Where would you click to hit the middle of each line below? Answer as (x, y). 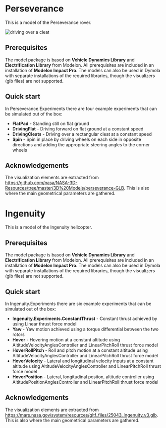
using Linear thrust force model (44, 323)
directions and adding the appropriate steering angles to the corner (81, 144)
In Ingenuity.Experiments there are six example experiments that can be (78, 304)
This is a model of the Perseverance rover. (48, 22)
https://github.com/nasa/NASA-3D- (41, 183)
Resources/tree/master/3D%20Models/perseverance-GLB (65, 188)
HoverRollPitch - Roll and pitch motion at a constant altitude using (80, 350)
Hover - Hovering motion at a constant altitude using (66, 339)
